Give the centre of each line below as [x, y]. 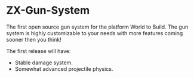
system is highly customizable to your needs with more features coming [95, 33]
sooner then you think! [34, 39]
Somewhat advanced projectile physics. [64, 68]
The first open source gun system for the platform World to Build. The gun [97, 27]
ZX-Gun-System [48, 10]
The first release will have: [39, 51]
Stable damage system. [44, 63]
